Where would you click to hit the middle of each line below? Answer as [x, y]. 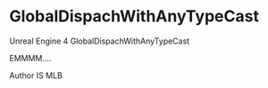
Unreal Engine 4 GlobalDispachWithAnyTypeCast [100, 41]
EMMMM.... [30, 58]
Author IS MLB [36, 75]
